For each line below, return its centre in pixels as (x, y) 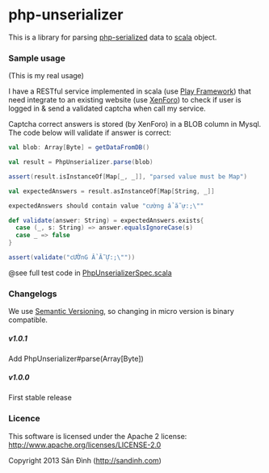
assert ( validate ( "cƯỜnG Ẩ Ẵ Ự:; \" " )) (72, 257)
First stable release (40, 398)
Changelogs (33, 294)
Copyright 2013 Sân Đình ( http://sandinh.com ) (85, 460)
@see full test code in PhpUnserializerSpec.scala (90, 273)
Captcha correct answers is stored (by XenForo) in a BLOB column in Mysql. (135, 124)
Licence (24, 419)
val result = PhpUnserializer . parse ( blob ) (81, 162)
